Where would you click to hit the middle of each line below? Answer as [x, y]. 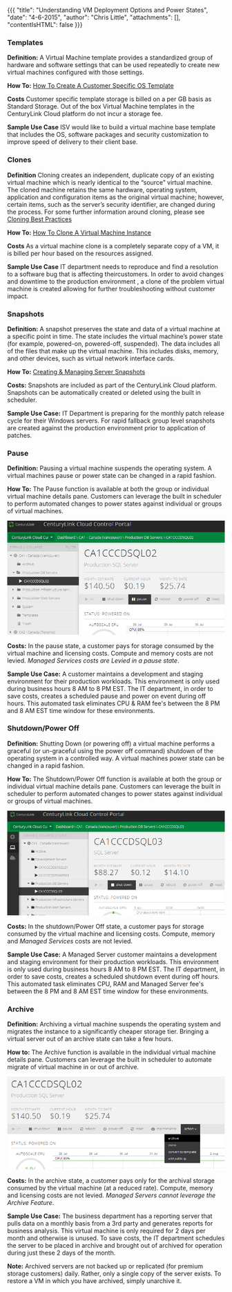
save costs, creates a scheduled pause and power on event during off [106, 696]
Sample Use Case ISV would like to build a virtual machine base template [112, 127]
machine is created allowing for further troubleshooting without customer [111, 288]
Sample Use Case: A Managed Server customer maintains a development [112, 954]
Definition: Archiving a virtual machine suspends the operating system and [114, 1024]
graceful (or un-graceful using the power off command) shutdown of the [110, 750]
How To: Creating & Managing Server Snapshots [76, 371]
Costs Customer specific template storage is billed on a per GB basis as [109, 99]
